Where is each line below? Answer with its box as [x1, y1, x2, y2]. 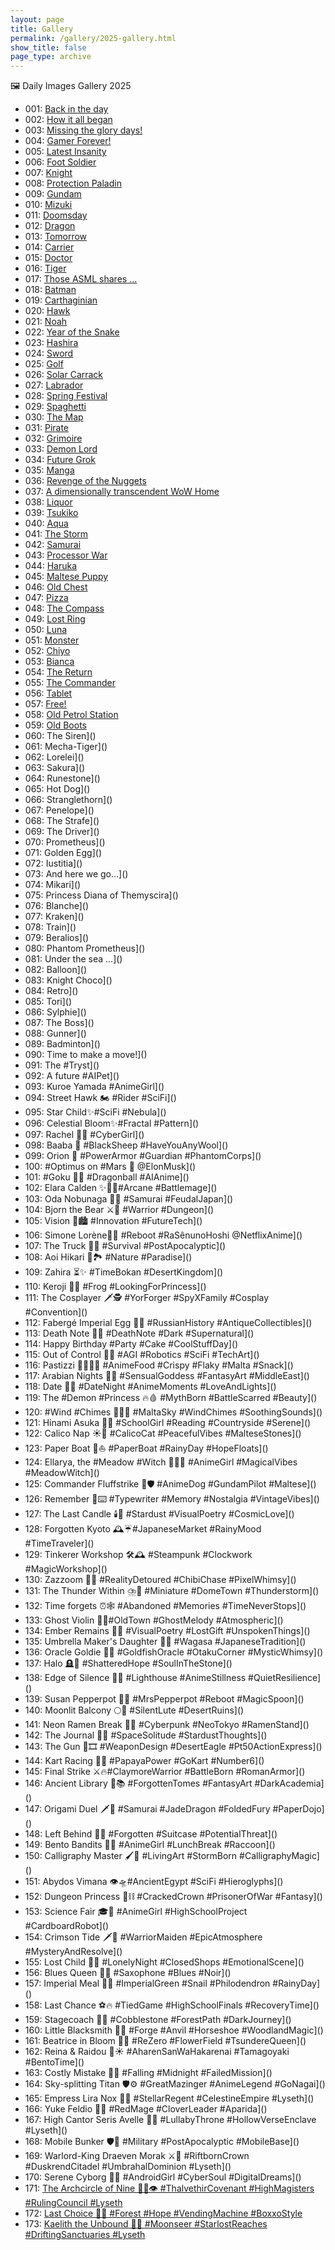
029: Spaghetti [24, 401, 87, 413]
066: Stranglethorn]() [24, 794, 113, 806]
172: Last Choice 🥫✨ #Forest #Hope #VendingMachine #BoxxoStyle [24, 2207, 303, 2220]
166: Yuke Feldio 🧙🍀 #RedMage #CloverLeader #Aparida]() [24, 2103, 268, 2115]
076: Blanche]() [24, 900, 89, 912]
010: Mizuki [24, 199, 73, 211]
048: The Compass [24, 602, 105, 615]
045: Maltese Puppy [24, 571, 109, 583]
